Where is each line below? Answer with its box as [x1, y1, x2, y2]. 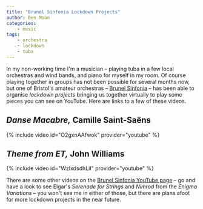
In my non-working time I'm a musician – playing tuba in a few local [6, 65, 174, 72]
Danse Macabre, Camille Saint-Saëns [6, 115, 151, 125]
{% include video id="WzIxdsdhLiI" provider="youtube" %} [6, 165, 155, 172]
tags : [6, 32, 20, 38]
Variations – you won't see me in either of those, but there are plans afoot [6, 190, 190, 197]
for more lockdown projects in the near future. [6, 196, 121, 204]
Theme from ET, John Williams [6, 148, 125, 159]
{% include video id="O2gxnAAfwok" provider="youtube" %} [6, 131, 160, 139]
